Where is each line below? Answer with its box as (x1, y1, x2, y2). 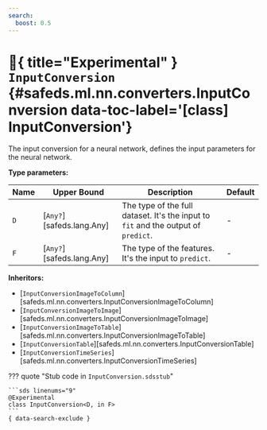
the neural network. (8, 153, 73, 162)
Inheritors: (8, 273, 44, 283)
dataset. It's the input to (122, 210, 211, 221)
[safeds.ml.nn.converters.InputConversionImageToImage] (19, 314, 209, 323)
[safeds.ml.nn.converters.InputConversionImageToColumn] (19, 297, 214, 307)
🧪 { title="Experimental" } (8, 53, 178, 72)
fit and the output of (122, 220, 201, 231)
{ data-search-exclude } (8, 415, 91, 423)
